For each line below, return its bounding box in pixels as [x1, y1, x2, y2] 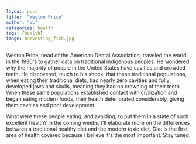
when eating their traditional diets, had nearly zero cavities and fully [6, 77, 170, 84]
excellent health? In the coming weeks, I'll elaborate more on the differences [6, 119, 190, 126]
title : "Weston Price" [6, 14, 64, 20]
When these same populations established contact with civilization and [6, 89, 177, 96]
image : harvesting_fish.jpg [6, 36, 75, 42]
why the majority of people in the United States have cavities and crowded [6, 64, 186, 71]
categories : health [6, 25, 54, 31]
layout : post [6, 8, 38, 15]
